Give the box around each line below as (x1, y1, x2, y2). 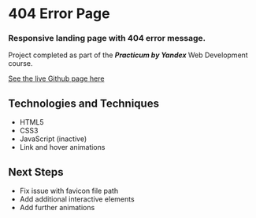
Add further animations (19, 203, 95, 213)
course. (8, 59, 33, 68)
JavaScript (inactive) (19, 134, 87, 144)
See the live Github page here (8, 74, 105, 83)
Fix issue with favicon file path (19, 186, 119, 196)
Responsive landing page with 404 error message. (8, 33, 206, 44)
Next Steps (8, 165, 64, 179)
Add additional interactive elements (19, 194, 135, 204)
